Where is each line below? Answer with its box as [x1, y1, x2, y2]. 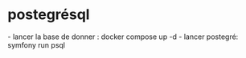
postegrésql [7, 6, 90, 24]
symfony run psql [7, 40, 66, 49]
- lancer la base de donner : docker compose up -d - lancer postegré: [7, 32, 239, 41]
